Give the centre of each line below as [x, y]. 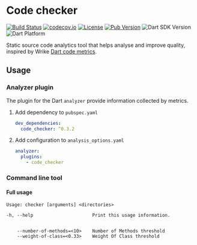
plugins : [32, 157]
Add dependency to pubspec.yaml [56, 112]
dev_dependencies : [38, 123]
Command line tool [34, 178]
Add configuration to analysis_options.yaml [69, 140]
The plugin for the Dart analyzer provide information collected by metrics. [97, 100]
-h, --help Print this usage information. [88, 216]
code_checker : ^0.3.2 [48, 129]
